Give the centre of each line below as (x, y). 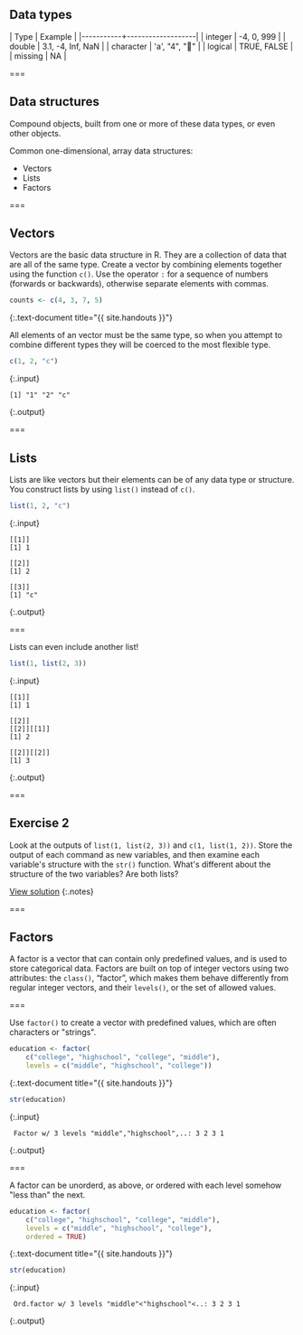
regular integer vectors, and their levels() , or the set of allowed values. (143, 988)
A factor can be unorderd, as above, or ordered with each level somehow (146, 1185)
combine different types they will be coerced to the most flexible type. (140, 345)
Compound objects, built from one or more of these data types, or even (142, 123)
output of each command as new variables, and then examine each (135, 854)
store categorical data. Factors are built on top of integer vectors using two (149, 968)
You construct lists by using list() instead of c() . (102, 489)
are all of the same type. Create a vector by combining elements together (146, 265)
